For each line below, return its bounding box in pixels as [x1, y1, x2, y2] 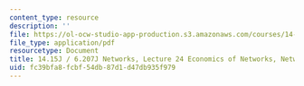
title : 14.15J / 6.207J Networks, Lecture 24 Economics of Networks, [9, 55, 278, 64]
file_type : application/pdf [9, 38, 116, 47]
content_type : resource [9, 13, 100, 22]
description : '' [9, 21, 71, 30]
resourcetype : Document [9, 47, 100, 56]
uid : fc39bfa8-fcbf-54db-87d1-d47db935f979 [9, 64, 176, 73]
